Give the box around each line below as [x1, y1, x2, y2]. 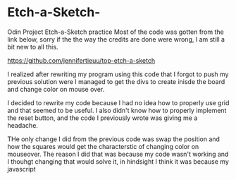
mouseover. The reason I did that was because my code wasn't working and [7, 150, 229, 158]
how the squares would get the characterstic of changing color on [7, 142, 199, 150]
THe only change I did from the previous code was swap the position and [7, 135, 221, 143]
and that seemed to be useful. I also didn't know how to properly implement [7, 106, 227, 114]
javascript [7, 164, 37, 173]
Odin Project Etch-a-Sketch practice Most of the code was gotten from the [7, 28, 224, 36]
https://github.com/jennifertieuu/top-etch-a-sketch [7, 56, 156, 64]
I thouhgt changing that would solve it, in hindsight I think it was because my [7, 157, 229, 166]
